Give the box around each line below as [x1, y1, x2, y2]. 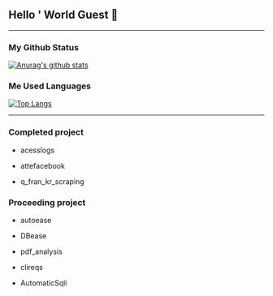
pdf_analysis [19, 247, 63, 256]
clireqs [19, 263, 43, 272]
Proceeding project [8, 196, 86, 208]
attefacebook [19, 161, 65, 170]
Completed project [8, 127, 84, 138]
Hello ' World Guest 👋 [8, 8, 119, 22]
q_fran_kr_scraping [19, 176, 84, 187]
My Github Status [8, 41, 80, 53]
